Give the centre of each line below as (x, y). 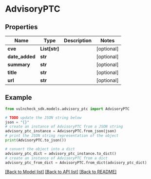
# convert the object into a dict (40, 149)
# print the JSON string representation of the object (62, 136)
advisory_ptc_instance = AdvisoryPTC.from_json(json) (61, 131)
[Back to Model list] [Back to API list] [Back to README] (61, 172)
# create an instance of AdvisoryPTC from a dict (57, 158)
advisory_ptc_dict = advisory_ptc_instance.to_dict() (61, 153)
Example (19, 98)
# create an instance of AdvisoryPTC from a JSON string (64, 127)
